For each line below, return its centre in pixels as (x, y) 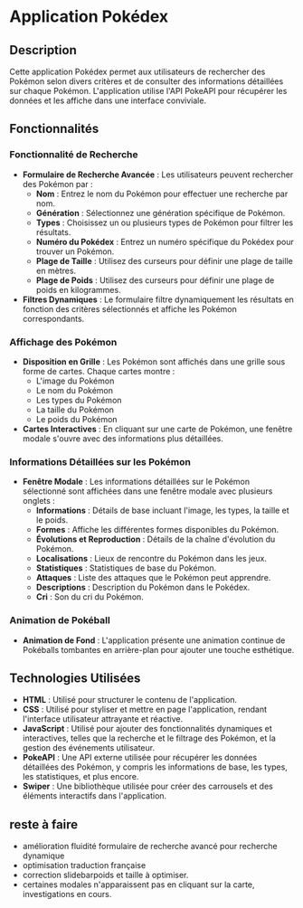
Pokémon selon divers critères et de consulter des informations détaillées (147, 81)
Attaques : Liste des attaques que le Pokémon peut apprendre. (153, 578)
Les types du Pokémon (79, 400)
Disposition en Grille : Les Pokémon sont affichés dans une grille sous (154, 361)
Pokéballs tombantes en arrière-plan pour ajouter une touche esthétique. (158, 649)
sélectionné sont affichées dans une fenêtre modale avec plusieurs (147, 491)
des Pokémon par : (57, 184)
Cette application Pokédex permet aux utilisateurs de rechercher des (137, 71)
